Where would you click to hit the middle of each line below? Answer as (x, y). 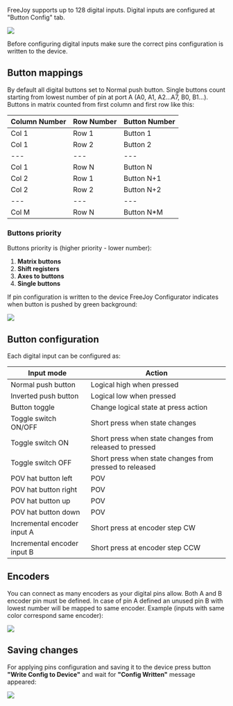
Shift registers (38, 269)
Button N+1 (143, 178)
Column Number (38, 121)
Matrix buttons (39, 261)
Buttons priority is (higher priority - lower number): (80, 248)
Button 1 (138, 133)
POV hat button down (45, 512)
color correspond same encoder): (55, 615)
